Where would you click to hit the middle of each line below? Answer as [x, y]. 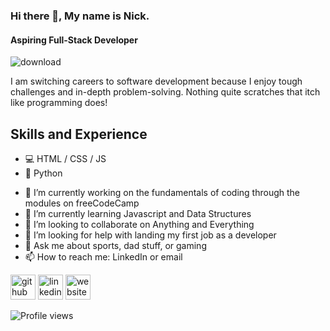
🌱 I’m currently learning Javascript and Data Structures [138, 213]
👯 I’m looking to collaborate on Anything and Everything [139, 224]
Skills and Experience [79, 134]
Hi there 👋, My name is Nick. [80, 16]
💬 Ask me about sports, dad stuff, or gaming [115, 245]
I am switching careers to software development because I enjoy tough [156, 81]
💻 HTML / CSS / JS [65, 158]
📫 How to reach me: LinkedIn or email [103, 256]
